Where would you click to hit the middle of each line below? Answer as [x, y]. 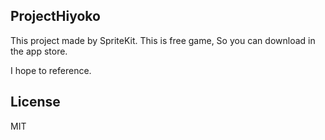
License [35, 102]
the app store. [39, 51]
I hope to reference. [51, 70]
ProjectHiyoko [55, 16]
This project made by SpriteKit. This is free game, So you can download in [163, 40]
